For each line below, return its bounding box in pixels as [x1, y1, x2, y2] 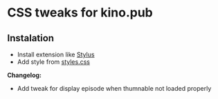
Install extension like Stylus [17, 50, 95, 58]
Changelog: [7, 71, 42, 79]
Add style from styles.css [17, 58, 90, 66]
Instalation [7, 32, 54, 44]
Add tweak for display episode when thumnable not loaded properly [17, 85, 212, 92]
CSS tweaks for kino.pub [7, 5, 154, 21]
